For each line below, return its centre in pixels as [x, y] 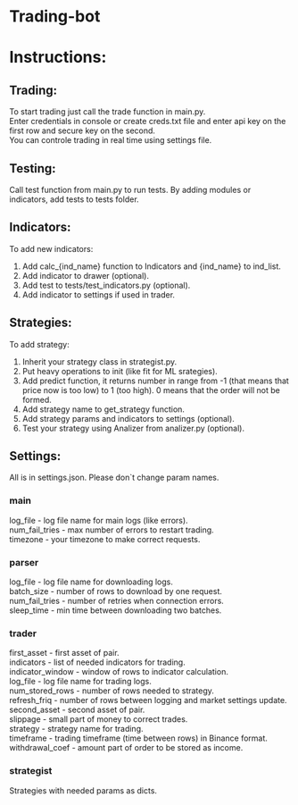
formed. [37, 399]
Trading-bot [55, 17]
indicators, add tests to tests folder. [74, 199]
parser [24, 562]
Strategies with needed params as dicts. [83, 790]
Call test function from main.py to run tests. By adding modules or [130, 190]
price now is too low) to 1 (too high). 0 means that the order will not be [151, 390]
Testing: [33, 168]
